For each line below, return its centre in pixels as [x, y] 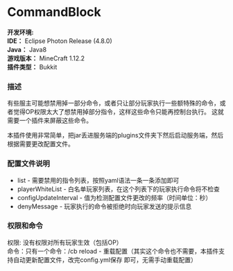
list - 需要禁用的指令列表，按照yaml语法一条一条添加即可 [98, 180]
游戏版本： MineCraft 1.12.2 [46, 58]
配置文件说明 [29, 164]
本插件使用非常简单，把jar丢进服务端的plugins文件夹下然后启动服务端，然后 [115, 135]
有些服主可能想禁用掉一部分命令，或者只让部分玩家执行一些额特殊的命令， [113, 103]
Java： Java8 [27, 49]
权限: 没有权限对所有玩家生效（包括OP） [65, 242]
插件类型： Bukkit [32, 67]
